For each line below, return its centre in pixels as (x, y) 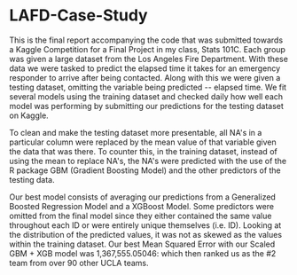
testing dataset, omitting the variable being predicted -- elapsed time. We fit (148, 87)
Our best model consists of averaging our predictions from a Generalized (143, 197)
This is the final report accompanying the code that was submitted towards (146, 40)
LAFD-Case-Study (78, 16)
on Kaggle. (29, 115)
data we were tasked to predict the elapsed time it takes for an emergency (145, 68)
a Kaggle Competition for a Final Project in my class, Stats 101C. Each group (148, 49)
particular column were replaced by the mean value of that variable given (143, 142)
